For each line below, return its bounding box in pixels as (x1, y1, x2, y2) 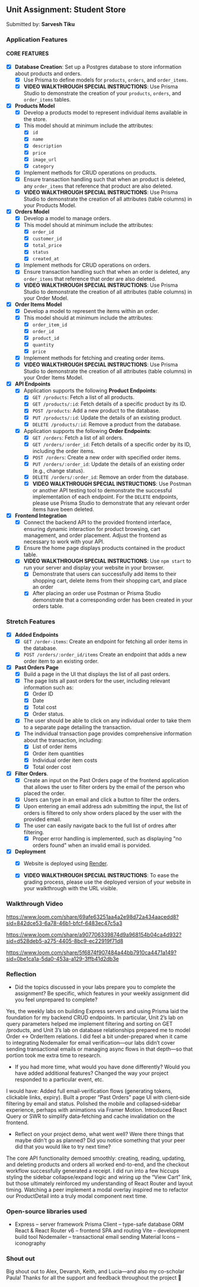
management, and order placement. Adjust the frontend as (23, 532, 167, 539)
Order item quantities (32, 750, 84, 757)
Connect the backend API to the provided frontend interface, (23, 519, 172, 526)
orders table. (32, 603, 64, 610)
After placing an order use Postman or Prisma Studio (32, 590, 161, 597)
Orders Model (14, 208, 50, 215)
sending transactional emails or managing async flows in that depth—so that (6, 1045, 193, 1052)
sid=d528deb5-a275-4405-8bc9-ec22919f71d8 (6, 937, 124, 944)
